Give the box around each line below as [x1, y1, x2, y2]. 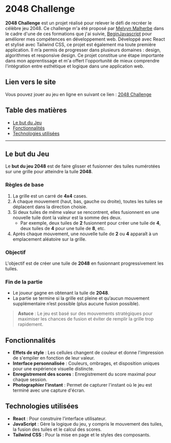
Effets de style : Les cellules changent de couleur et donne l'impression [12, 350, 164, 356]
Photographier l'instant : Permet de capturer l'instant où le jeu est [12, 382, 152, 388]
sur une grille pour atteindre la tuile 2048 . [5, 169, 93, 175]
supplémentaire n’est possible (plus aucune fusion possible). [12, 301, 140, 307]
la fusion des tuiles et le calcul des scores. [12, 426, 102, 432]
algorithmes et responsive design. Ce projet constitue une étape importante [5, 52, 164, 58]
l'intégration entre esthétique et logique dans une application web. [5, 63, 145, 69]
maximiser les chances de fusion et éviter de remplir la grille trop [17, 316, 154, 322]
